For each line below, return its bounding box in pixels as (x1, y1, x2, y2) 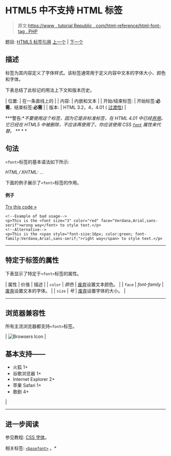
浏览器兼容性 (5, 308, 46, 317)
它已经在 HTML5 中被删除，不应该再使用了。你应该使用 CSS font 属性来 (5, 121, 157, 128)
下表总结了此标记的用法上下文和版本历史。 (5, 87, 95, 93)
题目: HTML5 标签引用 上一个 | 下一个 (5, 39, 83, 45)
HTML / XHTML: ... (5, 169, 44, 175)
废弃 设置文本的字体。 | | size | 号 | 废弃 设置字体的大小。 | (5, 287, 126, 294)
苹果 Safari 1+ (12, 382, 42, 389)
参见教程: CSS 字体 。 (5, 435, 50, 441)
